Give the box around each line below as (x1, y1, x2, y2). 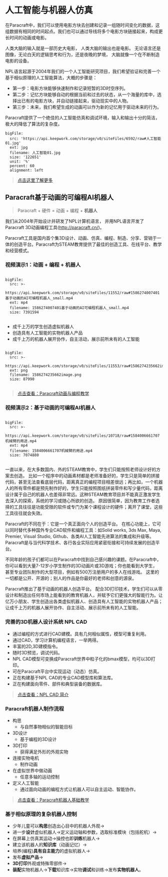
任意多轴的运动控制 (19, 773, 60, 779)
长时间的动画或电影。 (5, 35, 49, 41)
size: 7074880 (9, 453, 39, 458)
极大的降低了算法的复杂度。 (5, 121, 62, 127)
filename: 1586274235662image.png (9, 372, 81, 378)
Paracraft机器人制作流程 (5, 705, 64, 712)
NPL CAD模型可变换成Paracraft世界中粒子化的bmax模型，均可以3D (12, 656, 151, 662)
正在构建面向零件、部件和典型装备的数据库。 (12, 681, 105, 687)
